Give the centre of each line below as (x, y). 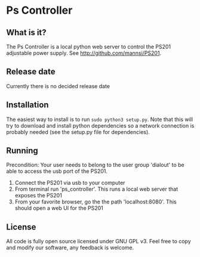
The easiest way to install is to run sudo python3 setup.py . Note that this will (99, 119)
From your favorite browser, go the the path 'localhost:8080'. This (96, 202)
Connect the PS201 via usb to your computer (70, 183)
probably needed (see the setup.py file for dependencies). (78, 132)
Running (22, 151)
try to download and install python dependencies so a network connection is (100, 125)
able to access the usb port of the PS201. (57, 171)
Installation (27, 105)
